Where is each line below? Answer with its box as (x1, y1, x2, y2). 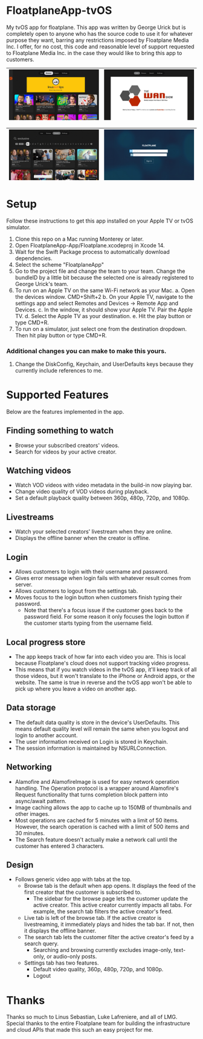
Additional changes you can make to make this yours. (6, 347, 167, 355)
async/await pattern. (14, 797, 66, 804)
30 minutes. (14, 829, 45, 836)
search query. (24, 940, 59, 947)
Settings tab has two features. (24, 959, 99, 966)
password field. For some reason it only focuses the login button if (24, 613, 189, 620)
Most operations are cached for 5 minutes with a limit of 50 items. (14, 816, 179, 824)
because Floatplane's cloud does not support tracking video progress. (14, 659, 190, 666)
